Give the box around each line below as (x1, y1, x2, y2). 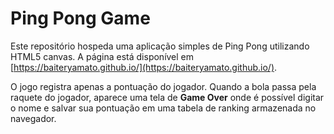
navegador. (10, 112, 57, 124)
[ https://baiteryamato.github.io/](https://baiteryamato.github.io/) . (10, 61, 278, 73)
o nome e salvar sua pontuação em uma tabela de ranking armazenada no (10, 102, 317, 114)
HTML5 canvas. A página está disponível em (10, 50, 195, 62)
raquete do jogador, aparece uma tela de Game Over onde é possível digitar (10, 91, 325, 103)
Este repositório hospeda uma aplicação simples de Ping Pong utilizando (10, 40, 310, 52)
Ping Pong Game (10, 7, 151, 30)
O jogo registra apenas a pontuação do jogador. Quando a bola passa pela (10, 80, 317, 92)
